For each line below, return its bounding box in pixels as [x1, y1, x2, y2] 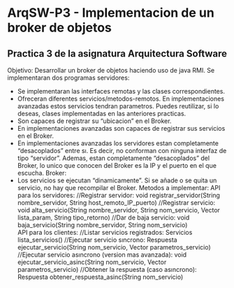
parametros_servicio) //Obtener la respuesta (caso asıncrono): [17, 266, 197, 273]
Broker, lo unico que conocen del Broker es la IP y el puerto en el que [17, 161, 217, 169]
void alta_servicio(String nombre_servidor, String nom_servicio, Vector [17, 206, 220, 214]
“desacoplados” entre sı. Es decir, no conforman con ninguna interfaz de [17, 147, 227, 154]
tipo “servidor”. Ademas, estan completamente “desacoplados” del [17, 154, 210, 162]
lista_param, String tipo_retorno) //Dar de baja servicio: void [17, 213, 190, 222]
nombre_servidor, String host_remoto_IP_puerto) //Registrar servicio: [17, 199, 215, 207]
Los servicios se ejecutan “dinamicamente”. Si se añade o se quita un [17, 176, 217, 185]
